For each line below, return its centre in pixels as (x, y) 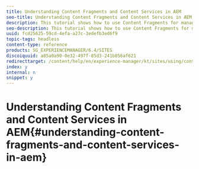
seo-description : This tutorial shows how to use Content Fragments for (98, 28)
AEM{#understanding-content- (85, 133)
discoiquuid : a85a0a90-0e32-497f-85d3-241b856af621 (71, 56)
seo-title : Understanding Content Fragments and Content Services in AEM (99, 17)
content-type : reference (37, 45)
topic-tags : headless (33, 39)
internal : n (21, 72)
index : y (17, 67)
